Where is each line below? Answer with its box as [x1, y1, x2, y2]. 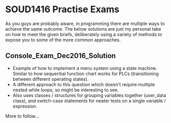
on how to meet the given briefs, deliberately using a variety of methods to [5, 31, 162, 37]
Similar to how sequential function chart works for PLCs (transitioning [12, 70, 159, 77]
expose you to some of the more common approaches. [5, 37, 121, 43]
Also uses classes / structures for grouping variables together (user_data [12, 92, 166, 98]
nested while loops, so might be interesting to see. [12, 87, 119, 93]
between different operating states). [12, 76, 89, 82]
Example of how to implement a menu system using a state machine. [12, 65, 157, 71]
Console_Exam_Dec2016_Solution [5, 52, 116, 60]
